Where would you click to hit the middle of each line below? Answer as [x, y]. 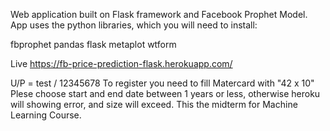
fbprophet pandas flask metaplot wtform [93, 44]
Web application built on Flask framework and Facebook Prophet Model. [159, 14]
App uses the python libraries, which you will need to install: [134, 25]
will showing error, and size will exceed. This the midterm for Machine [154, 104]
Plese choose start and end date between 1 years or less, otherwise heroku [165, 93]
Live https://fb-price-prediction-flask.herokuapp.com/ [121, 63]
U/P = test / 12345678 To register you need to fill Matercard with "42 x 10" [162, 83]
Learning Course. [46, 115]
